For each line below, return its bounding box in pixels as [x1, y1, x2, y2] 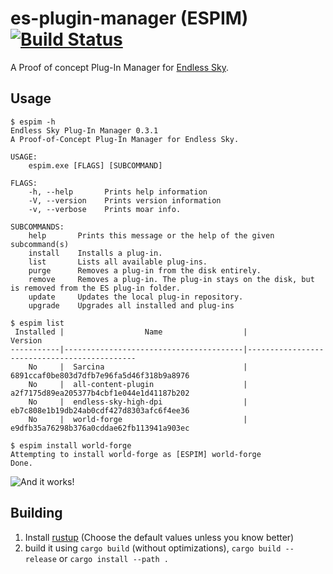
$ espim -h [10, 117, 56, 127]
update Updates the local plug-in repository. [28, 292, 244, 302]
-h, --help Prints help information [28, 187, 208, 197]
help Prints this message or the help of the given [28, 230, 275, 241]
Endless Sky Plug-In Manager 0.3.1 [10, 125, 159, 136]
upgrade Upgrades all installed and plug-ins [28, 300, 235, 311]
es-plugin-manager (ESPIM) [10, 7, 249, 30]
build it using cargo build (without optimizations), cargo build [24, 542, 282, 554]
